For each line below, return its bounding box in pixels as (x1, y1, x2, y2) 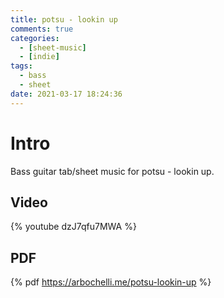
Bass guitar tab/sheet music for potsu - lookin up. (10, 165, 215, 177)
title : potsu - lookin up (10, 14, 118, 25)
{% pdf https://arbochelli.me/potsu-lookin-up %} (10, 276, 212, 288)
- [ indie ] (19, 52, 60, 62)
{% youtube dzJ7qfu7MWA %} (10, 221, 137, 233)
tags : (10, 61, 33, 71)
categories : (10, 33, 60, 43)
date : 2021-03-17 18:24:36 (10, 89, 123, 99)
